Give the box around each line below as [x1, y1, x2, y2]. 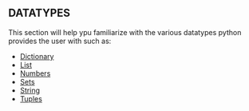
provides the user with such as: [8, 36, 112, 46]
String [19, 85, 41, 95]
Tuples [19, 93, 42, 103]
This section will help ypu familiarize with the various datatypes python [8, 27, 242, 37]
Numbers [19, 68, 51, 78]
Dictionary [19, 51, 54, 61]
